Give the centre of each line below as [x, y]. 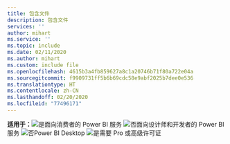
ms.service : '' [29, 39]
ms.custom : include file [43, 65]
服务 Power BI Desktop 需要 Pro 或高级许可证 [84, 133]
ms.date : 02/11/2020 [37, 53]
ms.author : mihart [34, 59]
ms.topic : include [34, 46]
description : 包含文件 [38, 20]
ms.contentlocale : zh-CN [43, 91]
